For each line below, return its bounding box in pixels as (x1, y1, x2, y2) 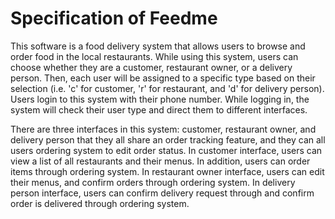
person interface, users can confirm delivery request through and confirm (10, 187, 315, 199)
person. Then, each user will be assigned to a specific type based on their (10, 72, 316, 84)
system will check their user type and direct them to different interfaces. (10, 103, 308, 116)
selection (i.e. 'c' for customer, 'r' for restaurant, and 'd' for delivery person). (10, 82, 325, 94)
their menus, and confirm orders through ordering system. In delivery (10, 176, 296, 188)
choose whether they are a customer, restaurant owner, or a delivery (10, 61, 293, 73)
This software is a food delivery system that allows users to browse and (10, 40, 306, 52)
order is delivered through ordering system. (10, 197, 190, 209)
